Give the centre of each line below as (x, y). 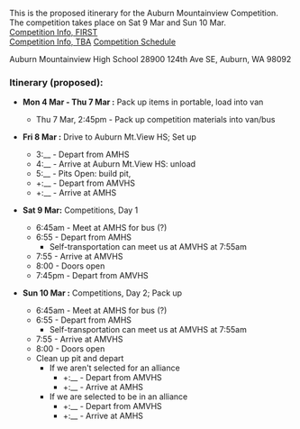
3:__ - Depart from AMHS (82, 155)
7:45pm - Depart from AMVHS (92, 276)
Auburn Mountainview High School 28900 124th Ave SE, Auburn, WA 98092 (150, 59)
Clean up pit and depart (80, 359)
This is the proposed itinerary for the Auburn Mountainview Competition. (144, 13)
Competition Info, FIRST (54, 32)
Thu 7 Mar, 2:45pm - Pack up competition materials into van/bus (155, 120)
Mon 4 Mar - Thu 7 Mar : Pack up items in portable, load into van (143, 102)
